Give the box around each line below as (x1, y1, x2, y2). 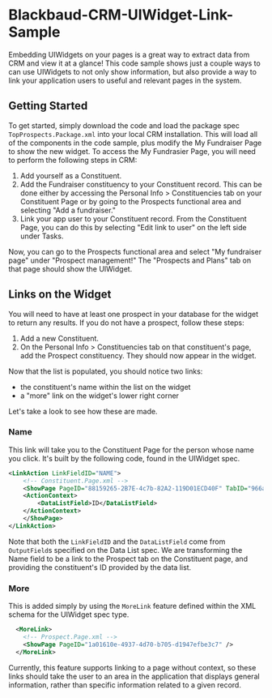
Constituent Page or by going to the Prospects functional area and (19, 196, 241, 206)
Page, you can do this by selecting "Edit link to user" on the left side (19, 222, 247, 232)
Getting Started (8, 99, 88, 113)
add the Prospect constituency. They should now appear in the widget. (19, 350, 257, 360)
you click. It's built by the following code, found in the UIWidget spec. (8, 453, 240, 463)
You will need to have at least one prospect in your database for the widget (8, 309, 259, 319)
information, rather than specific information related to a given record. (8, 679, 241, 690)
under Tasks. (19, 231, 64, 241)
